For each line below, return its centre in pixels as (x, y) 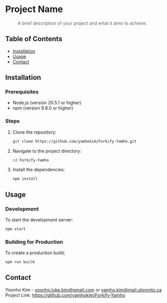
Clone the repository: (34, 132)
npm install (25, 179)
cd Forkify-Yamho (31, 160)
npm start (16, 229)
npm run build (20, 262)
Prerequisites (22, 92)
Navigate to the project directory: (47, 151)
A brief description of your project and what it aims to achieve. (82, 23)
